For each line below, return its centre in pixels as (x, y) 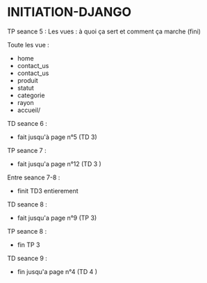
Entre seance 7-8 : (34, 177)
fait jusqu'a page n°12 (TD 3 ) (59, 163)
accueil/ (28, 110)
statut (26, 88)
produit (27, 80)
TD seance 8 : (27, 204)
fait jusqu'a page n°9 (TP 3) (57, 218)
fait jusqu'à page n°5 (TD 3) (57, 137)
